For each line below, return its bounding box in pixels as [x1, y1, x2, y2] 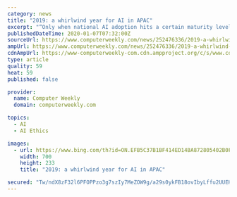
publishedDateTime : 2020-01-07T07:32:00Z [7, 30, 131, 37]
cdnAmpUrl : [7, 50, 39, 57]
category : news [7, 10, 52, 18]
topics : [7, 114, 30, 122]
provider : [7, 89, 37, 96]
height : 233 [20, 160, 55, 167]
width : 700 [20, 153, 52, 160]
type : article [7, 56, 49, 63]
